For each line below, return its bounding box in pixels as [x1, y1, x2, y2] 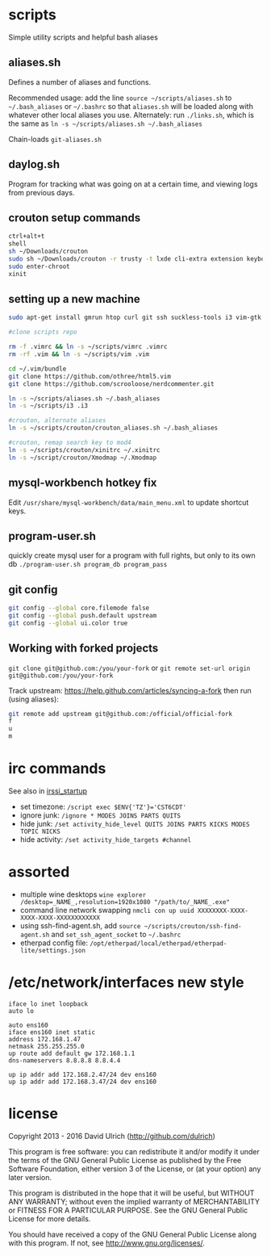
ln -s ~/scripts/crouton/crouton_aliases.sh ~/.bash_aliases [8, 424, 219, 433]
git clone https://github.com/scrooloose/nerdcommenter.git [8, 379, 215, 388]
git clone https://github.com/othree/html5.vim [8, 372, 172, 380]
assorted [8, 863, 70, 881]
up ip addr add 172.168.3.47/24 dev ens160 [8, 1078, 157, 1086]
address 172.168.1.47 [8, 1035, 81, 1043]
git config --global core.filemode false [8, 604, 150, 613]
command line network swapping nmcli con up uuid [19, 905, 195, 915]
